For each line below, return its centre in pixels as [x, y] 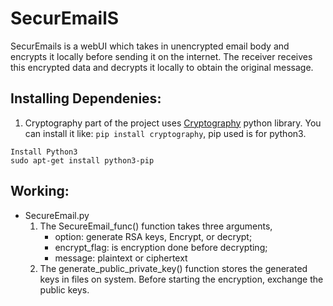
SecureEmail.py [57, 215]
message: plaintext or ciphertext [121, 258]
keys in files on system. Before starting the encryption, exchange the [181, 279]
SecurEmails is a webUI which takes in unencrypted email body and [150, 46]
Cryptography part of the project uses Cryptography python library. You [173, 123]
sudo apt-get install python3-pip [82, 160]
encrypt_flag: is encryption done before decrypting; [161, 247]
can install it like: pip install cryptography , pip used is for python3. [165, 133]
